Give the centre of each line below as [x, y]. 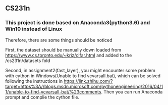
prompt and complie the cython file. [42, 97]
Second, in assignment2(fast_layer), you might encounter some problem [80, 70]
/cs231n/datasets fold [28, 61]
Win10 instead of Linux [34, 29]
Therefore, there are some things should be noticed [59, 40]
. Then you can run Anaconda [132, 92]
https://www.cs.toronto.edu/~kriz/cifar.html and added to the [69, 55]
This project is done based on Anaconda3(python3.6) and [78, 23]
